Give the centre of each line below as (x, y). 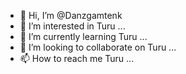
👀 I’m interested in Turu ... (72, 26)
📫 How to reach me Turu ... (77, 58)
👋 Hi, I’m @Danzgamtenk (71, 15)
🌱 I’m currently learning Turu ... (83, 36)
